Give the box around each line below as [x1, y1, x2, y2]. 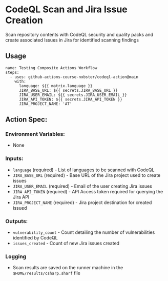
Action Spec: [5, 115, 48, 124]
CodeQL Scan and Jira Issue [5, 4, 128, 15]
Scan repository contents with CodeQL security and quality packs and [5, 31, 154, 37]
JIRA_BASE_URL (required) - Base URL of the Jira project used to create [12, 172, 161, 178]
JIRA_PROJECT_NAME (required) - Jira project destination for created [12, 199, 152, 206]
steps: [5, 70, 19, 75]
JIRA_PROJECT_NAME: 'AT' [18, 101, 72, 106]
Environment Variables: [5, 131, 65, 138]
